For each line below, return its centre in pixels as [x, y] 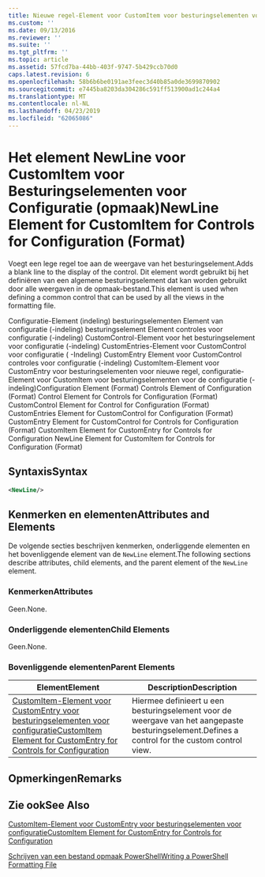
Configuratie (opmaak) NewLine [114, 208]
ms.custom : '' [32, 23]
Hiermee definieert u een [178, 701]
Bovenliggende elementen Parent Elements [91, 667]
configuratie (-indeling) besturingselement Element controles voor [116, 329]
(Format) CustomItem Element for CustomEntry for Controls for [110, 430]
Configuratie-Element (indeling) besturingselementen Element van [116, 320]
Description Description [192, 687]
